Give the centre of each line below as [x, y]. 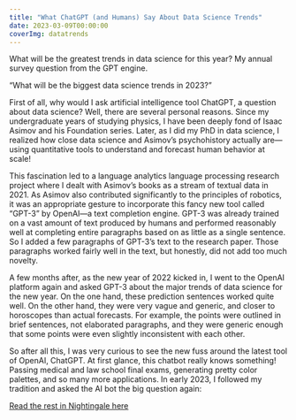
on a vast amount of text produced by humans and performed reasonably [143, 223]
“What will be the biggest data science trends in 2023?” [110, 86]
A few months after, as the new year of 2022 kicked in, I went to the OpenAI [147, 278]
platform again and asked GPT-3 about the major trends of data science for [146, 287]
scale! [20, 159]
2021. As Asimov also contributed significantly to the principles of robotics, [146, 195]
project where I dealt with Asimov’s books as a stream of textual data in [139, 186]
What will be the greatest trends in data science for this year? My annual [141, 59]
